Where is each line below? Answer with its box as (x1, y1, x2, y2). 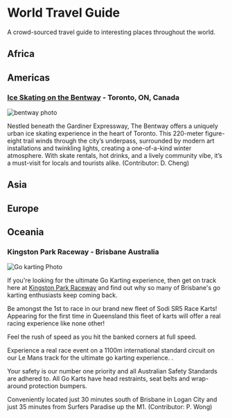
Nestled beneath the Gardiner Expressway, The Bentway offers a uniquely (7, 122, 218, 130)
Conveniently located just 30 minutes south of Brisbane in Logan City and (7, 395, 217, 404)
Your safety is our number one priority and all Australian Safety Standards (7, 367, 218, 376)
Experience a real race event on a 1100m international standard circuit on (7, 346, 215, 355)
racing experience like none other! (7, 319, 105, 328)
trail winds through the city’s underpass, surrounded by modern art (23, 137, 215, 145)
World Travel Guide (7, 5, 120, 21)
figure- (205, 129, 225, 138)
